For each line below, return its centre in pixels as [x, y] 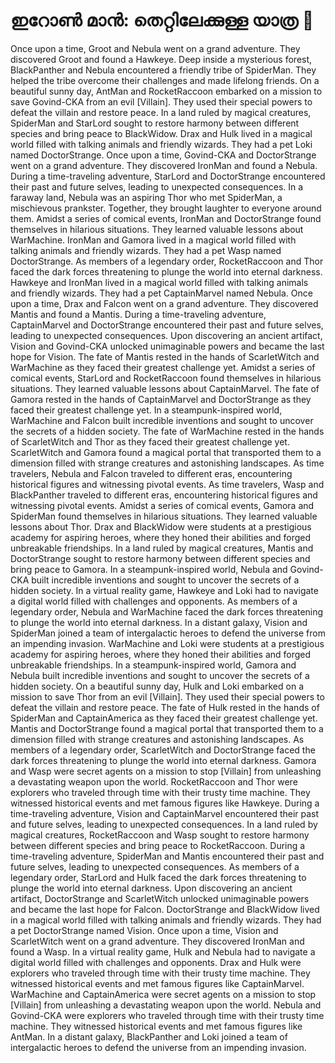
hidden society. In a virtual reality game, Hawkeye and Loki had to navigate [164, 590]
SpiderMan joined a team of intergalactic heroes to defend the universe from [168, 633]
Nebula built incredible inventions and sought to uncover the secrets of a [160, 675]
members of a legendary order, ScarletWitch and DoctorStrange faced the [163, 750]
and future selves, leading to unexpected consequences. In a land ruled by [164, 824]
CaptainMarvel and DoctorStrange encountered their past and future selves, [167, 325]
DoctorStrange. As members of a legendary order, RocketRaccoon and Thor [167, 261]
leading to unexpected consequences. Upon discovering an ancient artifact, [166, 335]
